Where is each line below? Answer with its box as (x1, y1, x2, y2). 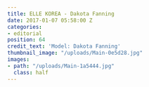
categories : (7, 23, 42, 30)
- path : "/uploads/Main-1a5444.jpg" (7, 62, 115, 69)
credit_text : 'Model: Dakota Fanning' (7, 43, 121, 50)
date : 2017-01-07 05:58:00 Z (7, 17, 93, 24)
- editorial (7, 29, 42, 37)
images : (7, 56, 30, 63)
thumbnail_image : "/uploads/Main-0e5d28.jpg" (7, 50, 143, 57)
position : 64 (7, 36, 46, 43)
